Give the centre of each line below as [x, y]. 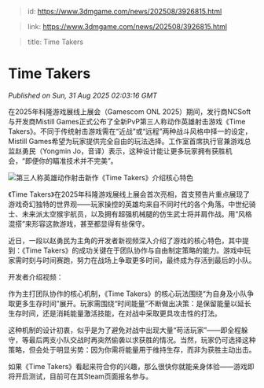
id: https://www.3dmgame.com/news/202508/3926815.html [125, 11]
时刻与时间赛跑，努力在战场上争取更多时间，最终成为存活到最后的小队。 [139, 260]
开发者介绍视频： [36, 277]
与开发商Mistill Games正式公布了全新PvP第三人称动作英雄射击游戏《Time [127, 121]
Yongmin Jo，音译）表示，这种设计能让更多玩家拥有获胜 [134, 151]
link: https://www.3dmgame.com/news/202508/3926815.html [127, 26]
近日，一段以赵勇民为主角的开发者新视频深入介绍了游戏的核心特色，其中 [125, 240]
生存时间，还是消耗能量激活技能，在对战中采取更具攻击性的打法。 [115, 313]
